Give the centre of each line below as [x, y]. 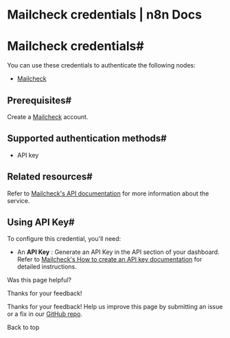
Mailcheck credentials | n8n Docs [105, 15]
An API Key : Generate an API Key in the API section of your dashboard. [118, 252]
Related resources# [50, 177]
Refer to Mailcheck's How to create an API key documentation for [110, 260]
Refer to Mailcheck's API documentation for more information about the [108, 193]
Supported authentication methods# [87, 139]
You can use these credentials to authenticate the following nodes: [101, 65]
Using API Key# [41, 222]
